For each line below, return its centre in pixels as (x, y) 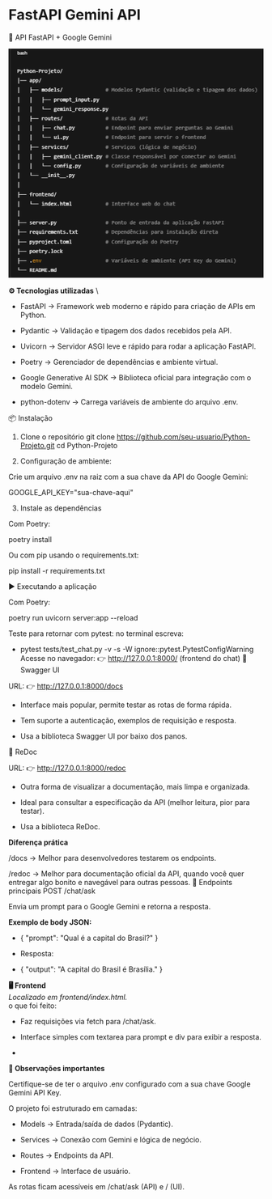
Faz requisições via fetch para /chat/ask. (88, 1022)
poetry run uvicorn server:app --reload (73, 618)
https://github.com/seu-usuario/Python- (184, 437)
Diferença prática (38, 842)
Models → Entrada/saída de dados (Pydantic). (97, 1124)
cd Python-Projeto (87, 446)
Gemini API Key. (35, 1093)
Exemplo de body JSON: (50, 922)
